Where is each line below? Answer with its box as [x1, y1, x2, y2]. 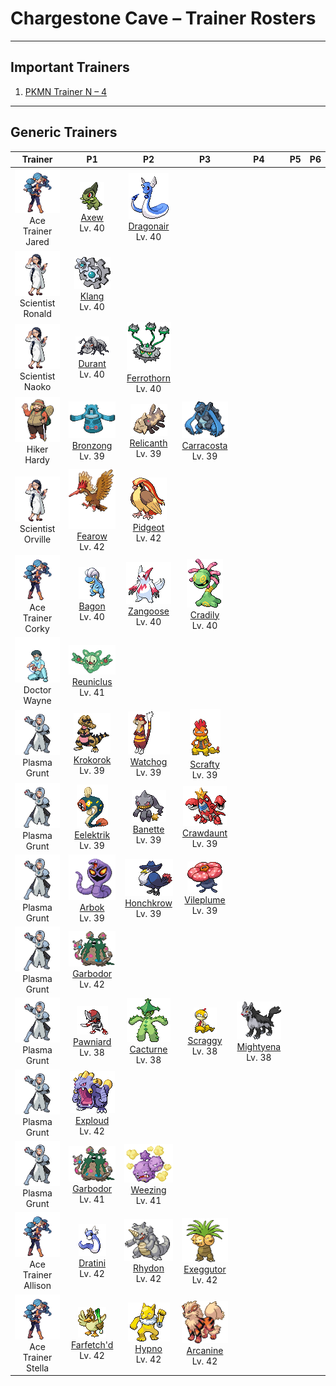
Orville [23, 533, 52, 545]
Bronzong [71, 439, 113, 451]
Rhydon [133, 1262, 165, 1274]
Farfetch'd [70, 1338, 114, 1351]
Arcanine [186, 1345, 224, 1357]
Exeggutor [183, 1263, 227, 1275]
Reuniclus [71, 676, 113, 688]
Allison [23, 1280, 52, 1292]
